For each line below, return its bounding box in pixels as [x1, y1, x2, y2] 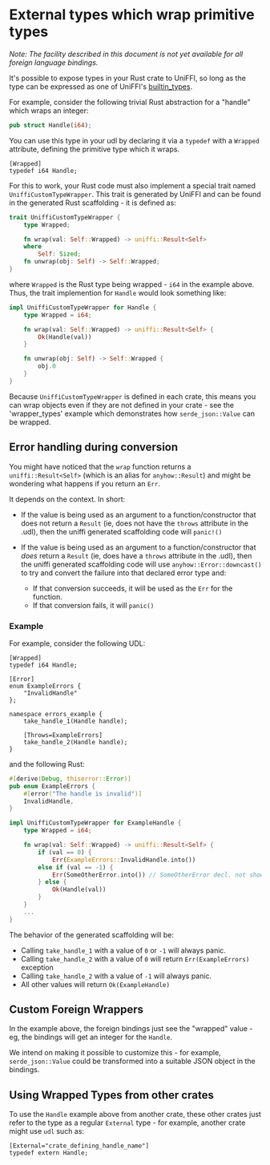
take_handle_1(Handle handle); [23, 717, 128, 725]
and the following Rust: [9, 759, 85, 768]
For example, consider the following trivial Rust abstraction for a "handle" [9, 97, 251, 107]
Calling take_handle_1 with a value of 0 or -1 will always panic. [20, 945, 227, 955]
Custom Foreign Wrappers [9, 1003, 143, 1017]
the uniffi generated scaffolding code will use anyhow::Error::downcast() [20, 559, 262, 569]
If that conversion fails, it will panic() [32, 600, 155, 610]
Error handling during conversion [9, 441, 179, 454]
